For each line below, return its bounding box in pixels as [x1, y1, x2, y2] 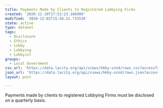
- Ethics [9, 39, 27, 44]
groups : [5, 57, 21, 62]
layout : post [5, 75, 32, 79]
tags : [5, 30, 16, 34]
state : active [5, 20, 34, 26]
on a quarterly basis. [5, 97, 46, 103]
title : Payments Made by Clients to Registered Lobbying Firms [5, 7, 136, 12]
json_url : [5, 70, 25, 75]
